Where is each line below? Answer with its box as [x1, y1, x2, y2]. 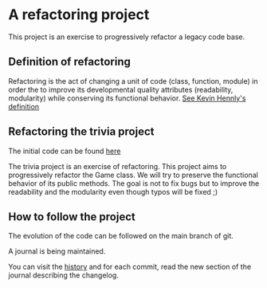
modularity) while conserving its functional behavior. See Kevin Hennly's [8, 93, 246, 103]
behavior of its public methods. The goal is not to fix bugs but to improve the [8, 178, 260, 188]
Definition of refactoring [8, 55, 132, 69]
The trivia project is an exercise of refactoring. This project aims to [8, 161, 227, 171]
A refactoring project [8, 6, 150, 24]
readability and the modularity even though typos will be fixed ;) [8, 187, 218, 196]
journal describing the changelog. [8, 270, 120, 280]
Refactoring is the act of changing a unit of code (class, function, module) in [8, 76, 258, 85]
